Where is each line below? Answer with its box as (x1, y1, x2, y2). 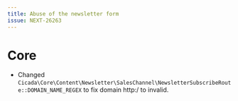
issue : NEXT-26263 (7, 17, 62, 24)
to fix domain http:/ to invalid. (82, 85, 169, 94)
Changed (17, 71, 45, 79)
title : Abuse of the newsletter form (7, 10, 119, 18)
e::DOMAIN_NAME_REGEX (17, 87, 82, 94)
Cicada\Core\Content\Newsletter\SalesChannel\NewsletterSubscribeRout (17, 79, 232, 87)
